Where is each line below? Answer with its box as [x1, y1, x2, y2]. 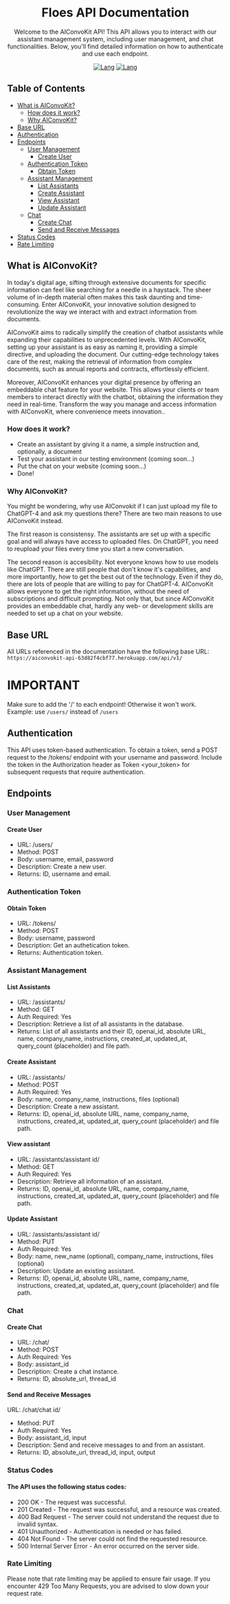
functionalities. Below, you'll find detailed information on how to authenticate [7, 42, 224, 50]
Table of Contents [7, 83, 86, 94]
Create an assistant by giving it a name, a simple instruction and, [16, 440, 200, 448]
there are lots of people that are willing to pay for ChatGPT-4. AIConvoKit [7, 580, 214, 588]
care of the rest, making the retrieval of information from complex [7, 357, 192, 365]
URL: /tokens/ [16, 919, 56, 928]
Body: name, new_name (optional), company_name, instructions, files [16, 1252, 214, 1261]
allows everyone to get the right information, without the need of [7, 587, 189, 596]
